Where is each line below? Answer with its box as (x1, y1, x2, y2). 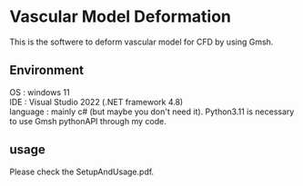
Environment (9, 63, 85, 78)
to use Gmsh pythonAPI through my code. (9, 115, 167, 126)
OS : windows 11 (9, 86, 70, 97)
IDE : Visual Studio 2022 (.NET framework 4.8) (9, 96, 184, 107)
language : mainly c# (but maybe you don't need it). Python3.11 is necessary (9, 106, 295, 117)
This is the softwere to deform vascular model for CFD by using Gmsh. (9, 36, 274, 47)
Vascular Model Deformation (9, 6, 232, 27)
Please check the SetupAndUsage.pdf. (9, 166, 155, 177)
